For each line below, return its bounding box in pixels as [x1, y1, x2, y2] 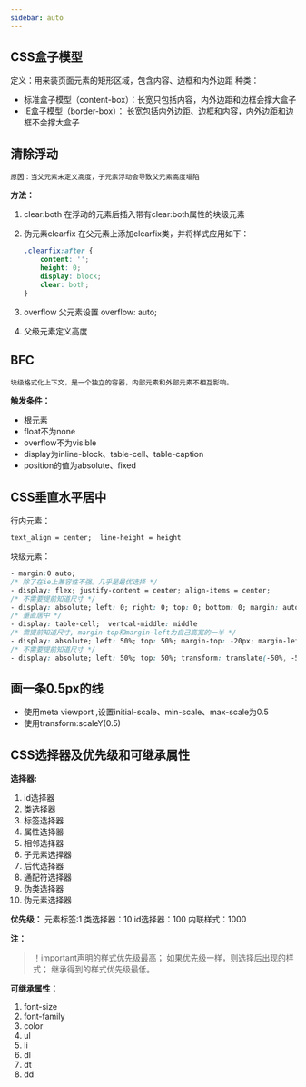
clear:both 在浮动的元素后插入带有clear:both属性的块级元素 [23, 209, 246, 220]
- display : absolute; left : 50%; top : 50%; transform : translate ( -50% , [10, 653, 287, 663]
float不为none [23, 426, 76, 437]
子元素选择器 [23, 849, 72, 860]
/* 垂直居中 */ [10, 611, 63, 621]
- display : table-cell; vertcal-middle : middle [10, 620, 198, 629]
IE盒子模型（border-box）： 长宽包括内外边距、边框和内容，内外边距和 [23, 105, 287, 116]
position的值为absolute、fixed [23, 460, 137, 471]
